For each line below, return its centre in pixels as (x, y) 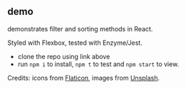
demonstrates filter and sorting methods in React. (80, 28)
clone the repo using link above (64, 56)
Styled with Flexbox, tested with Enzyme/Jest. (75, 43)
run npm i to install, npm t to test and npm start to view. (98, 64)
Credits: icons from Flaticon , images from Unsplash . (84, 78)
